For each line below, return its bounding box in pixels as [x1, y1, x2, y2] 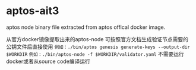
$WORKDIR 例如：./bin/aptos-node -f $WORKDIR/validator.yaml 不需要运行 [6, 50, 184, 57]
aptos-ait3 [6, 4, 59, 18]
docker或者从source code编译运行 [6, 58, 91, 65]
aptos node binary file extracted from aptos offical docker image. [6, 24, 166, 31]
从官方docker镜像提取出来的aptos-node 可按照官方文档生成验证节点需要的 [6, 35, 189, 42]
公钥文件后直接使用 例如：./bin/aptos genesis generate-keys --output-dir [6, 43, 190, 50]
